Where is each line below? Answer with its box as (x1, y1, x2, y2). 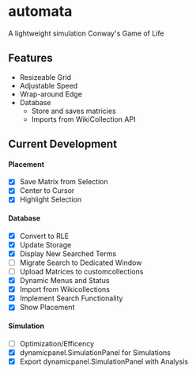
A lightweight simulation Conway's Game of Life (8, 28, 164, 38)
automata (8, 2, 73, 21)
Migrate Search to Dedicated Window (19, 258, 142, 267)
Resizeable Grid (19, 72, 72, 81)
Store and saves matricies (31, 106, 116, 115)
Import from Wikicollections (19, 285, 111, 294)
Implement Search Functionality (19, 293, 123, 303)
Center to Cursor (19, 186, 75, 195)
